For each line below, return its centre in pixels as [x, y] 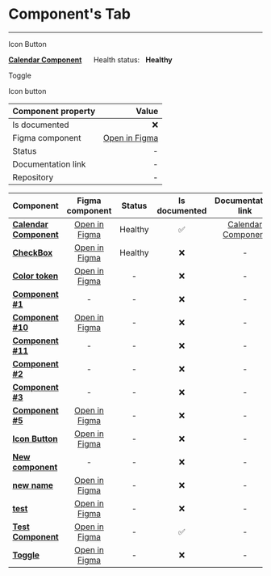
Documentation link [49, 164]
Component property [54, 111]
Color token [35, 276]
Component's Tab [70, 14]
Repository [33, 177]
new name [33, 485]
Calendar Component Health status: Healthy [91, 59]
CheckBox [33, 252]
